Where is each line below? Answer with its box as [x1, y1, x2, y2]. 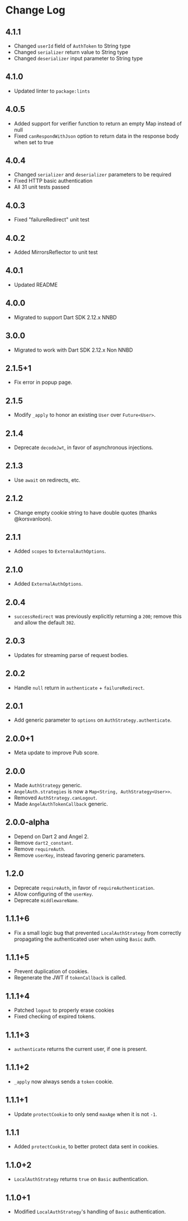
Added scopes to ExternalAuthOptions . [13, 547, 106, 555]
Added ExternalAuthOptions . [13, 580, 83, 587]
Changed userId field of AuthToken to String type [13, 42, 131, 49]
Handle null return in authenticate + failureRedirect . [13, 684, 145, 691]
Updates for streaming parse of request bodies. [13, 651, 129, 658]
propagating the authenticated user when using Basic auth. [13, 936, 156, 943]
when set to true [13, 138, 54, 145]
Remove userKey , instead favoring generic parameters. [13, 851, 145, 859]
